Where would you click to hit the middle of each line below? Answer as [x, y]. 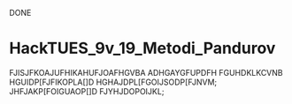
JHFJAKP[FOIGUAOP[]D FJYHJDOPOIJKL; [87, 91]
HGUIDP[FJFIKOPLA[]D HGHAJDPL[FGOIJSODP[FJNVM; [113, 82]
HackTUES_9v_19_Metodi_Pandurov [142, 48]
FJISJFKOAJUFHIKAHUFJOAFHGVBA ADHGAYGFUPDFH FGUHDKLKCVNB [146, 72]
